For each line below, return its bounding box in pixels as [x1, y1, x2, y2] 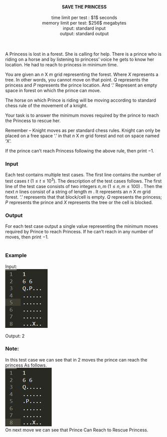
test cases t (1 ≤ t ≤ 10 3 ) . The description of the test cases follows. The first [5, 177, 162, 184]
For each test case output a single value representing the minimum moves [5, 223, 158, 229]
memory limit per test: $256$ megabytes [42, 20, 127, 26]
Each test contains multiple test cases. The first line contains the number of [5, 172, 161, 178]
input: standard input [62, 25, 106, 31]
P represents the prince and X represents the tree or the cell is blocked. [5, 199, 153, 205]
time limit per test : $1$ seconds [51, 15, 117, 21]
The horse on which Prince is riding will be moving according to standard [5, 97, 156, 103]
